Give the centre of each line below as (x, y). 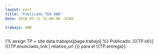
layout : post (18, 9)
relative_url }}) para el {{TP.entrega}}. (89, 46)
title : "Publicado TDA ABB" (34, 14)
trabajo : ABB (18, 27)
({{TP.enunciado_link (26, 46)
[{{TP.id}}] (143, 41)
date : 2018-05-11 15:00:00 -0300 (39, 18)
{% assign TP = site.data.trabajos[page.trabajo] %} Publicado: (68, 41)
